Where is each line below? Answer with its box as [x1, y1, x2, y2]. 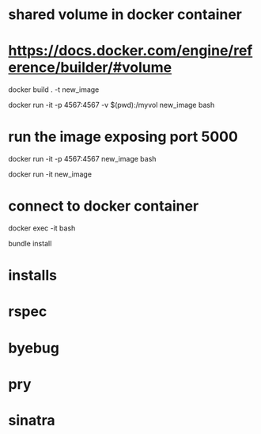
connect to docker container [8, 197, 199, 215]
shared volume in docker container [8, 6, 243, 24]
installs [8, 267, 58, 284]
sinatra [8, 411, 55, 429]
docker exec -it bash [8, 223, 76, 233]
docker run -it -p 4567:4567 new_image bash [8, 154, 157, 164]
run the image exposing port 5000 [8, 128, 239, 146]
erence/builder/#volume [8, 59, 172, 77]
